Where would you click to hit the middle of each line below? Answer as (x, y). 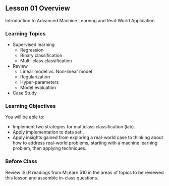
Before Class (21, 161)
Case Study (24, 93)
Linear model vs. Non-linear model (56, 72)
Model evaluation (38, 87)
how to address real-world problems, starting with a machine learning (85, 143)
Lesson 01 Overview (38, 8)
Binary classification (41, 56)
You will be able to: (25, 117)
